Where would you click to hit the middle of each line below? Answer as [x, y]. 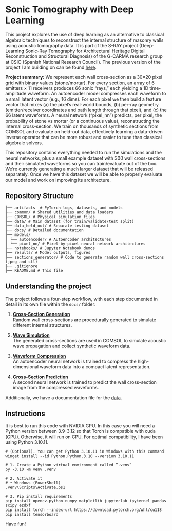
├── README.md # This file [34, 270]
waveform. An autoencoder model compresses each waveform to [97, 93]
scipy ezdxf [18, 506]
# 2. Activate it [24, 479]
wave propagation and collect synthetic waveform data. [72, 346]
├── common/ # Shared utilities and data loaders [60, 212]
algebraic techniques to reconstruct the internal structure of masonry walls [84, 40]
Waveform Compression [39, 356]
